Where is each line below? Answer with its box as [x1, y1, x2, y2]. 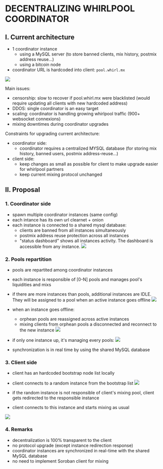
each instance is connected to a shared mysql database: [12, 222, 127, 228]
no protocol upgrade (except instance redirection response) [12, 442, 134, 448]
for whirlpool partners [19, 166, 64, 172]
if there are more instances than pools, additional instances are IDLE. [12, 291, 152, 297]
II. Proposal [5, 186, 40, 194]
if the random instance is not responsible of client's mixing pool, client [12, 390, 155, 396]
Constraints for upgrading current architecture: [5, 131, 100, 137]
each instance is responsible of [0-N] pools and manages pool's [12, 276, 142, 282]
